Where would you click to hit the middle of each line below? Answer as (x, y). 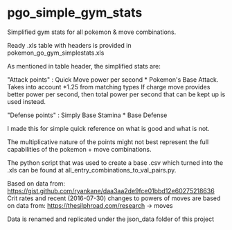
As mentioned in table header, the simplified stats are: (84, 66)
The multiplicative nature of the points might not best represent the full (108, 142)
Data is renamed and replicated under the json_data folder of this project (111, 219)
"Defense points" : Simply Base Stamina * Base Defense (87, 115)
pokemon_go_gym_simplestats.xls (56, 53)
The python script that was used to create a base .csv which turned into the (115, 162)
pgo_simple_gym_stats (75, 13)
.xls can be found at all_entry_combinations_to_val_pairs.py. (92, 170)
